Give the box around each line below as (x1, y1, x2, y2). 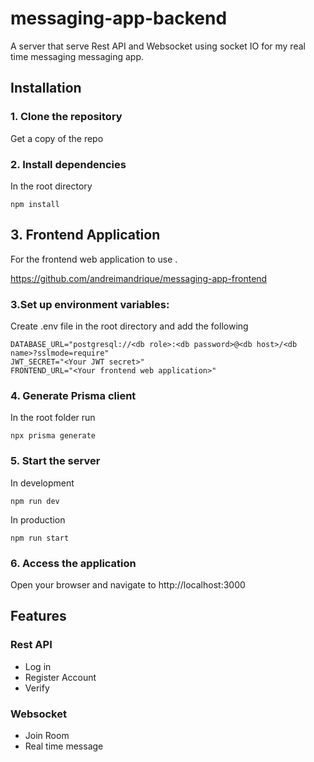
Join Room (24, 729, 70, 741)
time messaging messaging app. (10, 50, 145, 62)
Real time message (24, 740, 104, 752)
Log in (24, 660, 52, 672)
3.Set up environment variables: (10, 297, 170, 311)
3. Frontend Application (10, 227, 161, 244)
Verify (24, 682, 50, 694)
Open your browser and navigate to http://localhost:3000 (10, 578, 246, 591)
